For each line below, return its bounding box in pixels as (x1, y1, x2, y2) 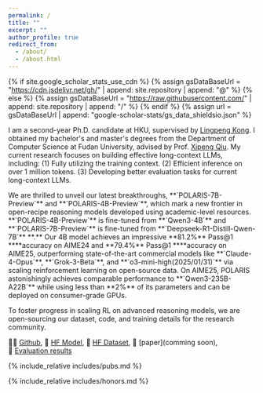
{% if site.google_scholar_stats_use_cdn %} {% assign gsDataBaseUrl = (8, 76, 241, 86)
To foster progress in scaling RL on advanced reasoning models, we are (8, 305, 241, 315)
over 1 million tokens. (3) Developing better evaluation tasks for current (8, 166, 238, 176)
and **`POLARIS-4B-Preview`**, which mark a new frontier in (44, 198, 243, 208)
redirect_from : (8, 41, 58, 49)
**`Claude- (216, 249, 252, 258)
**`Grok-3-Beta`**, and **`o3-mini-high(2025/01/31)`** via (45, 257, 234, 267)
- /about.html (15, 56, 61, 64)
